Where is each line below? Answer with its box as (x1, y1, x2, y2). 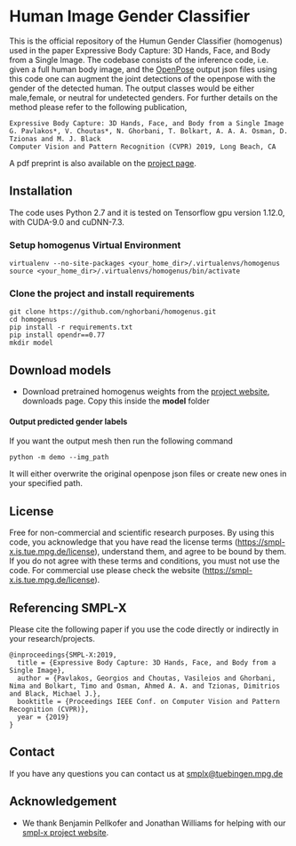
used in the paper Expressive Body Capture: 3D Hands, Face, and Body (9, 44, 271, 55)
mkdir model (9, 339, 53, 347)
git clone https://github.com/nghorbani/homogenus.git (9, 307, 217, 316)
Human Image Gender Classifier (9, 6, 251, 27)
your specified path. (9, 478, 83, 489)
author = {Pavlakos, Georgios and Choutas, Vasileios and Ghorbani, (17, 674, 276, 682)
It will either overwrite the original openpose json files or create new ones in (9, 468, 287, 479)
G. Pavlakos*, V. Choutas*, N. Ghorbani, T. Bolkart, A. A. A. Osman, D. (9, 126, 289, 135)
